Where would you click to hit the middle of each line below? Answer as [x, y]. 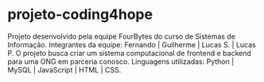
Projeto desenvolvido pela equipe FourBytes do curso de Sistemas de [122, 36]
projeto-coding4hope [80, 15]
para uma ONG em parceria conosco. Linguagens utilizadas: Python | [121, 61]
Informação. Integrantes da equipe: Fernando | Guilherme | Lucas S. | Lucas [132, 44]
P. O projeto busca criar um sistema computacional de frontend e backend [130, 53]
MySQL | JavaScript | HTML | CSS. [64, 69]
